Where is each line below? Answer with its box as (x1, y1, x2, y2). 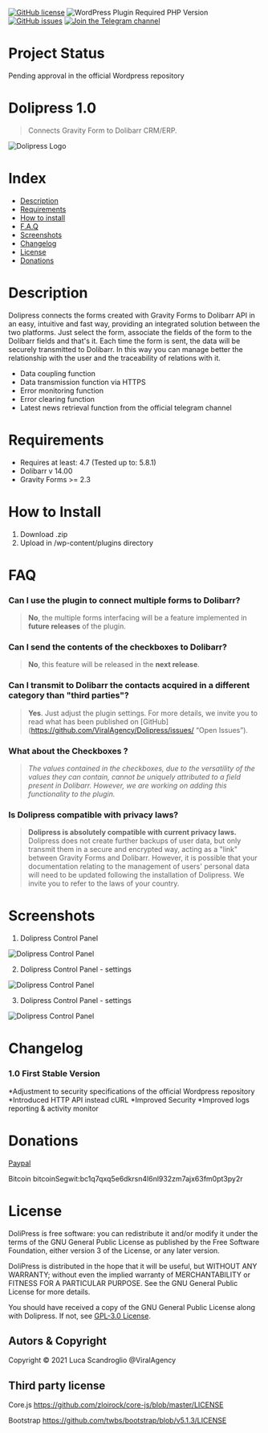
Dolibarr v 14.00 (19, 466, 73, 476)
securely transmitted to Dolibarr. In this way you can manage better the (8, 344, 243, 354)
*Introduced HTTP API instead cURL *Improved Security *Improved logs (8, 1095, 250, 1104)
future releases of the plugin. (27, 621, 126, 631)
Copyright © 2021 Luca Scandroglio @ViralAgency (8, 1355, 177, 1365)
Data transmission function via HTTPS (19, 377, 146, 387)
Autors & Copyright (8, 1334, 107, 1348)
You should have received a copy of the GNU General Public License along (8, 1302, 255, 1312)
